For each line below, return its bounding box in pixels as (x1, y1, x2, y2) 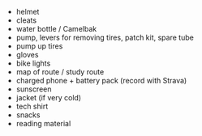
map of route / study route (15, 67, 105, 76)
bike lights (15, 58, 51, 68)
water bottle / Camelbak (15, 24, 97, 33)
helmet (15, 7, 40, 16)
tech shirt (15, 101, 49, 111)
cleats (15, 15, 37, 25)
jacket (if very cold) (15, 93, 82, 102)
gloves (15, 50, 39, 59)
